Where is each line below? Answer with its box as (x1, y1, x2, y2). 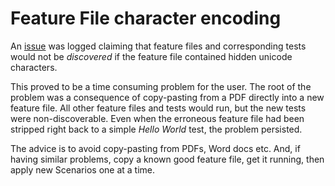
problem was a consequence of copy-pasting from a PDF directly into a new (10, 91, 325, 103)
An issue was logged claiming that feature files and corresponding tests (10, 40, 307, 52)
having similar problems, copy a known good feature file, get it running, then (10, 153, 325, 165)
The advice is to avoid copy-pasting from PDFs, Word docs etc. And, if (10, 142, 301, 154)
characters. (10, 61, 58, 73)
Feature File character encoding (10, 7, 282, 30)
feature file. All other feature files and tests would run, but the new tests (10, 102, 307, 114)
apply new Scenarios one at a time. (10, 163, 156, 176)
